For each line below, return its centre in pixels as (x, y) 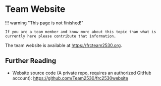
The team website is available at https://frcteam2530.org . (64, 45)
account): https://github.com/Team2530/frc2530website (70, 78)
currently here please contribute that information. (61, 36)
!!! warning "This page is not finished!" (44, 23)
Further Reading (31, 61)
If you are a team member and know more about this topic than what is (80, 32)
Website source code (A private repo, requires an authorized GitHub (82, 73)
